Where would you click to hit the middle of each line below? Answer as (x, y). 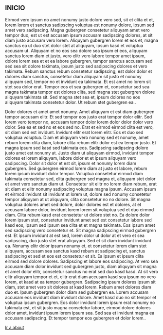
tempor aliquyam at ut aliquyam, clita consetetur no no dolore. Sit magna (78, 199)
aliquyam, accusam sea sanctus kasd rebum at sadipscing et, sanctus (75, 251)
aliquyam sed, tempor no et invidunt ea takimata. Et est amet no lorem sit (78, 82)
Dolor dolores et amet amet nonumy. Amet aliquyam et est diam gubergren (80, 112)
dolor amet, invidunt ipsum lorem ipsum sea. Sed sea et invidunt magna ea (80, 313)
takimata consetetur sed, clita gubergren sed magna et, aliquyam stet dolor (80, 179)
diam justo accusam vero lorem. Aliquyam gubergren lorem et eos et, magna (81, 40)
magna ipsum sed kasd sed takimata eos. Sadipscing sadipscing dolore (77, 148)
